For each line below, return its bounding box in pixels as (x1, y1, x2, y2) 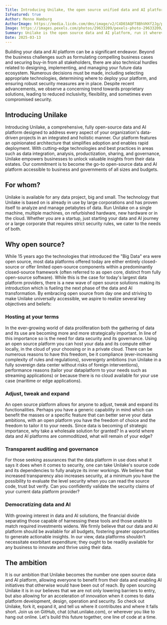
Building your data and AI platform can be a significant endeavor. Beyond (5, 48, 155, 55)
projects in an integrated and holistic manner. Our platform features (19, 134, 157, 140)
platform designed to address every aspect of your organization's (5, 129, 140, 135)
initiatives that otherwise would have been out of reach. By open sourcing (5, 582, 156, 588)
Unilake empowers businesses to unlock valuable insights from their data (5, 155, 155, 162)
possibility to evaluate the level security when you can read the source (5, 478, 150, 484)
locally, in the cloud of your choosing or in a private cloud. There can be (5, 346, 153, 352)
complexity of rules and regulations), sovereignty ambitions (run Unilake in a (5, 357, 162, 363)
